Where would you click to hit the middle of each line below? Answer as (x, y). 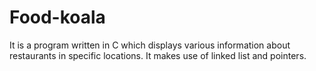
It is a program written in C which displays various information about (150, 45)
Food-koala (57, 17)
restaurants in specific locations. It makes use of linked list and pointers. (158, 55)
